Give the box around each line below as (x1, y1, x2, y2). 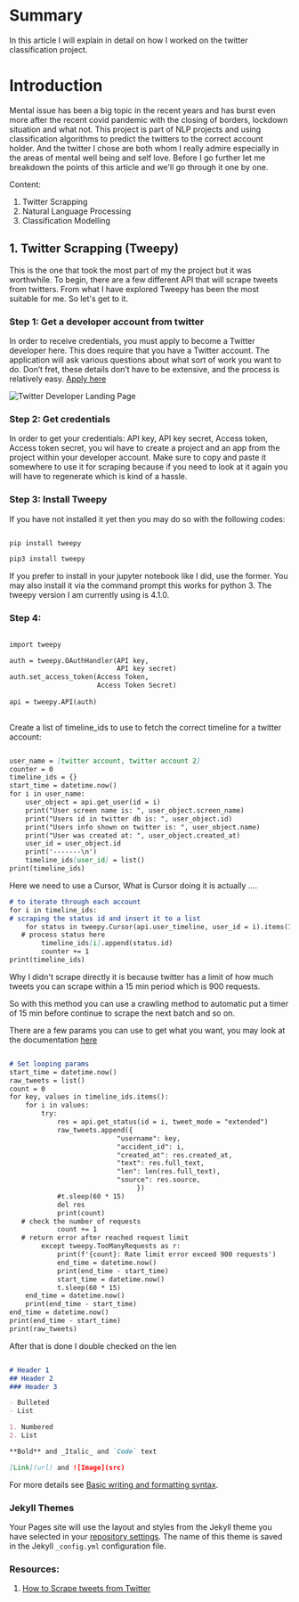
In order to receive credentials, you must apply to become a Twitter (9, 335, 255, 346)
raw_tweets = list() (9, 1075, 86, 1085)
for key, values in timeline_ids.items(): (9, 1092, 169, 1101)
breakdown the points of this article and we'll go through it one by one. (9, 161, 269, 172)
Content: (9, 179, 42, 190)
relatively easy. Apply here (9, 373, 107, 384)
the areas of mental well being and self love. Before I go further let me (9, 152, 266, 163)
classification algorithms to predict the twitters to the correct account (9, 133, 264, 143)
